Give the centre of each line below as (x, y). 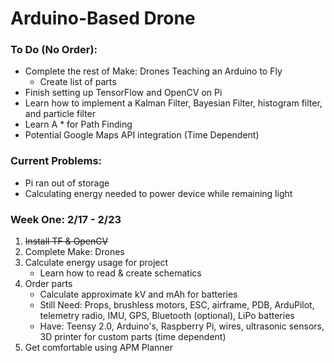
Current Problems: (56, 161)
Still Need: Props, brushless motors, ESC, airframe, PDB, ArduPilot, (177, 305)
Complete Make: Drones (74, 252)
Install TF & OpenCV (66, 241)
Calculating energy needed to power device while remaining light (158, 193)
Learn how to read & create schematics (120, 273)
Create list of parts (78, 82)
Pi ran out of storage (67, 183)
